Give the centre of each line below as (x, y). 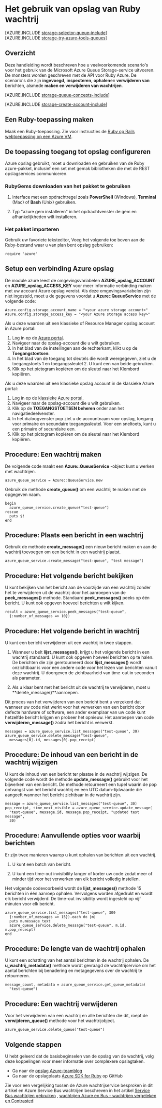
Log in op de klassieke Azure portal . (48, 398)
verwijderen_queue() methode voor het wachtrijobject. (60, 1021)
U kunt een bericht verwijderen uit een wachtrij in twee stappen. (69, 643)
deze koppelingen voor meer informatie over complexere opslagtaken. (75, 1061)
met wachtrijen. (21, 471)
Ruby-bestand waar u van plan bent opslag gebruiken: (59, 245)
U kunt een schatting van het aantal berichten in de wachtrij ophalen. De (77, 960)
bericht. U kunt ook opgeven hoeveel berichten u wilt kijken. (65, 603)
